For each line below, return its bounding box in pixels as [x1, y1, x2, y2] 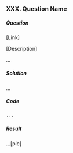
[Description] [6, 45, 38, 52]
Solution [6, 69, 27, 77]
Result [6, 125, 22, 133]
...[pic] [6, 140, 22, 147]
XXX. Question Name [6, 5, 68, 13]
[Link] [6, 34, 20, 41]
